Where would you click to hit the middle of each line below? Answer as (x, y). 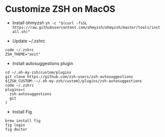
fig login (15, 125)
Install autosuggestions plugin (43, 63)
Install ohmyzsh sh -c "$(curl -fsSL (50, 23)
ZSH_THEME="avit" (23, 54)
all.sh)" (21, 32)
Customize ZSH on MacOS (60, 9)
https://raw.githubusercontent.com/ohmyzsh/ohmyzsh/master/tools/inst (86, 27)
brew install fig (23, 121)
